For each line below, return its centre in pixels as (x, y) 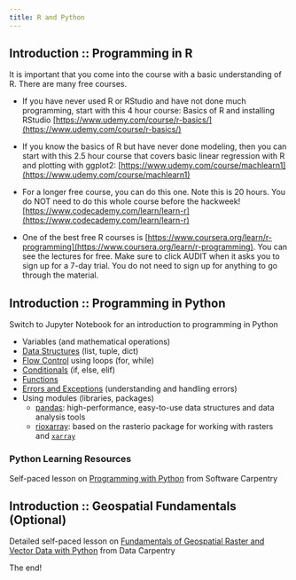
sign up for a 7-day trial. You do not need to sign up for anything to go (149, 266)
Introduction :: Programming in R (101, 54)
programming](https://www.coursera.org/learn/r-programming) (138, 247)
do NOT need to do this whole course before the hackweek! (131, 201)
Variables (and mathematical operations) (96, 341)
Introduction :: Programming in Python (117, 303)
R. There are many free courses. (68, 84)
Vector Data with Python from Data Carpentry (92, 551)
